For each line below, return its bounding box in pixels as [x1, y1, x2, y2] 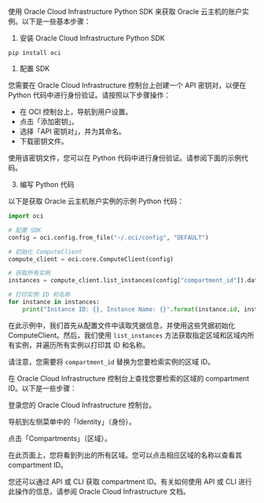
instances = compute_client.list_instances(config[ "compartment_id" [8, 277, 237, 285]
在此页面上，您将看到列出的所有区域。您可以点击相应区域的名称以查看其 [8, 450, 242, 460]
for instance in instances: [8, 298, 101, 306]
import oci [8, 212, 44, 220]
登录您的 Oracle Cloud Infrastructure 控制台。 [8, 400, 156, 409]
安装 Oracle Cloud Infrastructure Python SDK [19, 34, 165, 42]
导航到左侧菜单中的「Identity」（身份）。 [8, 417, 136, 426]
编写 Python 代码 [19, 180, 75, 189]
